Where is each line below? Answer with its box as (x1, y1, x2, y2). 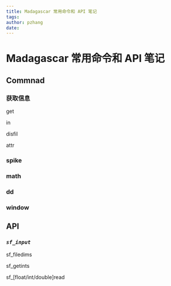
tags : (6, 14, 19, 20)
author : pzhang (6, 19, 43, 25)
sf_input (6, 239, 31, 246)
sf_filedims (6, 251, 32, 258)
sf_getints (6, 262, 30, 269)
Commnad (6, 75, 45, 85)
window (6, 203, 29, 211)
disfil (6, 130, 18, 137)
